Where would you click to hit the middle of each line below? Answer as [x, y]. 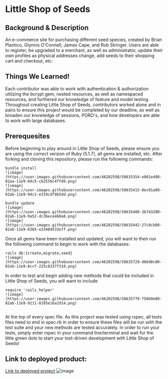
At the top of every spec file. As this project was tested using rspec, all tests [83, 316]
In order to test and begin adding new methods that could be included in [79, 275]
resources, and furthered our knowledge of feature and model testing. [77, 99]
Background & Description [47, 28]
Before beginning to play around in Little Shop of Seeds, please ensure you [82, 148]
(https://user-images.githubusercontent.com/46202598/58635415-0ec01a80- [84, 190]
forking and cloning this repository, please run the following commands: [79, 159]
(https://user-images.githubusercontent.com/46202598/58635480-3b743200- [84, 212]
